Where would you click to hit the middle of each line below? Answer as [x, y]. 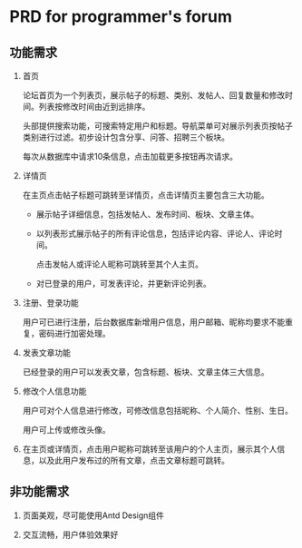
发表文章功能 [46, 352]
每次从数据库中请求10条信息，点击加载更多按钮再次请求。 [130, 157]
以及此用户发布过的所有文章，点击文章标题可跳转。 [134, 460]
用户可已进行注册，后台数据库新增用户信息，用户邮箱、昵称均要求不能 [154, 322]
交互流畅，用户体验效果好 [70, 534]
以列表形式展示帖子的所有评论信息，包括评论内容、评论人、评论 [155, 234]
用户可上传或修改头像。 [66, 430]
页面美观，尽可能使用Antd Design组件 [93, 515]
